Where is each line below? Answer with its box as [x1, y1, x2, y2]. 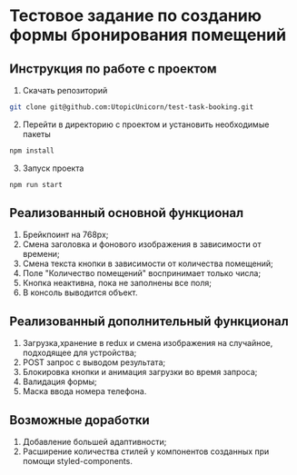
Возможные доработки [9, 412, 150, 428]
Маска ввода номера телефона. [22, 386, 147, 397]
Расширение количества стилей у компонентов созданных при [22, 446, 270, 457]
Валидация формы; [22, 376, 97, 387]
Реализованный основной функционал [9, 205, 243, 221]
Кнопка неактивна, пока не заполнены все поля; [22, 278, 212, 289]
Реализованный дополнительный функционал [9, 313, 289, 329]
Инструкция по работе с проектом [9, 61, 217, 76]
